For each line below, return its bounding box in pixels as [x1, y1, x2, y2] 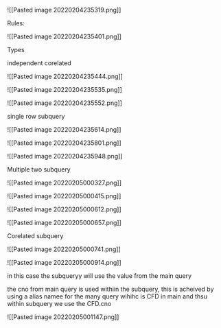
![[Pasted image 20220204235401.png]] [7, 32, 122, 40]
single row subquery [7, 113, 65, 120]
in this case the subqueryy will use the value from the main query [7, 272, 192, 280]
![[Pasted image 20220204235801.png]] [7, 139, 121, 147]
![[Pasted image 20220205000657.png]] [7, 219, 122, 226]
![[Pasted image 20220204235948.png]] [7, 152, 123, 160]
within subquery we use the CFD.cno [7, 300, 112, 307]
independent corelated [7, 59, 71, 67]
